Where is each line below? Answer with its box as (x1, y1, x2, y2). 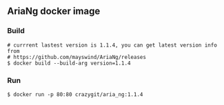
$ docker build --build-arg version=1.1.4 (7, 60, 131, 67)
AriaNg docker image (7, 5, 101, 17)
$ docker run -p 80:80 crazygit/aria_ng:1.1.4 (7, 91, 143, 98)
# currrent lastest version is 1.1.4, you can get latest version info (7, 41, 217, 49)
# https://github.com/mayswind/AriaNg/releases (7, 54, 147, 60)
